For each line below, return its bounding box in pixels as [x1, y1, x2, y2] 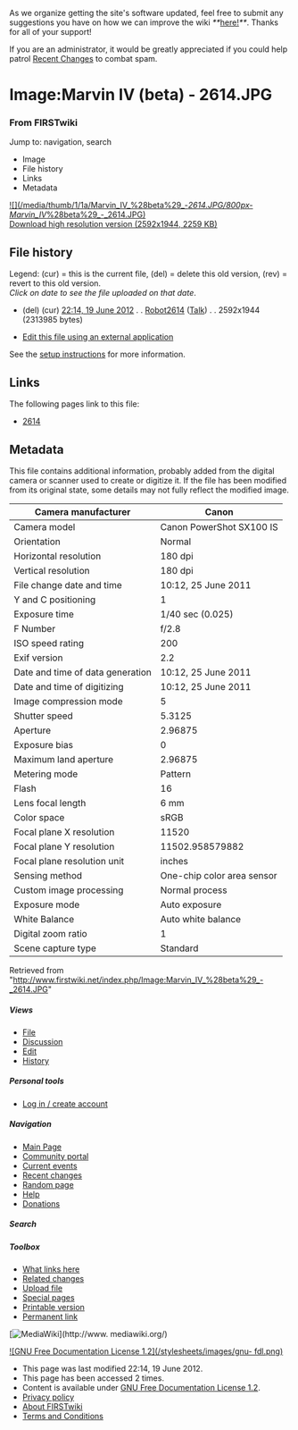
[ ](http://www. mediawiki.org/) [9, 1329, 168, 1340]
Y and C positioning [13, 593, 96, 606]
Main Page [21, 1141, 62, 1152]
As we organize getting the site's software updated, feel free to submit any [9, 8, 284, 18]
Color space [13, 811, 65, 823]
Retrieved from [9, 964, 64, 975]
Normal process [160, 884, 228, 896]
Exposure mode [13, 898, 80, 911]
